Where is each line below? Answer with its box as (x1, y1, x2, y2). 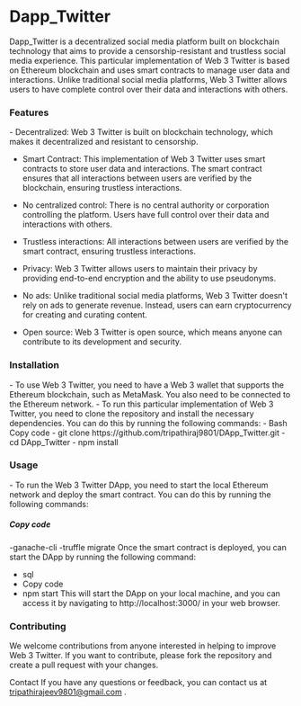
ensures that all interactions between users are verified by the (22, 173, 252, 183)
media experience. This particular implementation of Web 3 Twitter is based (9, 55, 290, 66)
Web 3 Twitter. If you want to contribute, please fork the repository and (9, 650, 272, 661)
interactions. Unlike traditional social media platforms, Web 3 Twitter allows (9, 74, 288, 85)
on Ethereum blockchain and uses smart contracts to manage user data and (9, 65, 290, 76)
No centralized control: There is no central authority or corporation (22, 200, 270, 210)
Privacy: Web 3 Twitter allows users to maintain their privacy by (22, 264, 258, 274)
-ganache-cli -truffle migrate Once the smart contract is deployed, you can (9, 541, 288, 552)
